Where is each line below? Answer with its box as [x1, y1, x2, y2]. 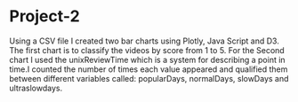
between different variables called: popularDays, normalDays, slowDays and [9, 73, 289, 83]
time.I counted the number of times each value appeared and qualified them [9, 64, 288, 75]
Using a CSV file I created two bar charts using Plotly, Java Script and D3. [9, 35, 280, 46]
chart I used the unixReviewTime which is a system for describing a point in [9, 54, 286, 65]
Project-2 [9, 6, 80, 27]
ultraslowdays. [9, 82, 63, 93]
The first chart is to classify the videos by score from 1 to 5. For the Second [9, 44, 285, 55]
